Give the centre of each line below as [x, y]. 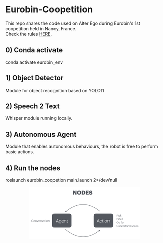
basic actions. [20, 152]
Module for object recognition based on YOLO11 [55, 90]
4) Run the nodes [33, 168]
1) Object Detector [34, 78]
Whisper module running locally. [39, 118]
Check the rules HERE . [29, 34]
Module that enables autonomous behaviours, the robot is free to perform [82, 147]
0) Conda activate [34, 50]
